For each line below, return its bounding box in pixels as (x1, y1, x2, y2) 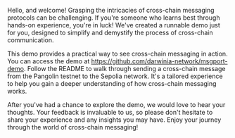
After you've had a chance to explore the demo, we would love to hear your (7, 101, 226, 108)
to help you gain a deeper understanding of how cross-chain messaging (7, 80, 217, 87)
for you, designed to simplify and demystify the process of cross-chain (7, 28, 213, 37)
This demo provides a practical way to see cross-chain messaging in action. (7, 49, 228, 58)
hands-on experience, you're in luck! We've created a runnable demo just (7, 21, 220, 29)
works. (7, 87, 27, 95)
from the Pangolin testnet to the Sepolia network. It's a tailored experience (7, 72, 223, 80)
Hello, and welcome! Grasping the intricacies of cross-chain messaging (7, 6, 215, 14)
